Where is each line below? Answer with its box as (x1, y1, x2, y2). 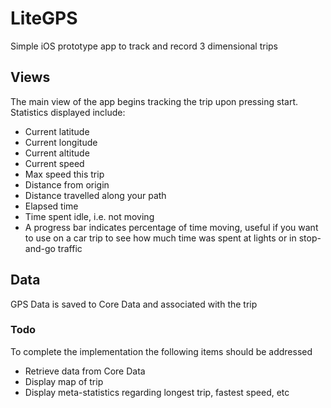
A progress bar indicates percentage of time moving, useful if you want (24, 221, 319, 233)
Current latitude (24, 125, 90, 137)
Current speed (24, 157, 85, 169)
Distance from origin (24, 178, 110, 191)
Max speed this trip (24, 168, 105, 180)
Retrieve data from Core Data (24, 365, 146, 377)
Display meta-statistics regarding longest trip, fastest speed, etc (24, 386, 290, 398)
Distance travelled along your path (24, 189, 167, 201)
